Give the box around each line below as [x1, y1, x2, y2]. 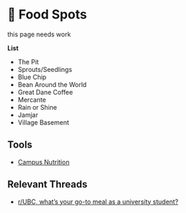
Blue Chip [17, 73, 47, 81]
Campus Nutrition [17, 157, 70, 166]
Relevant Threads [7, 178, 88, 191]
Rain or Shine [17, 103, 57, 111]
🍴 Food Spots [7, 6, 88, 23]
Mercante [17, 95, 46, 104]
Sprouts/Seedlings [17, 65, 73, 73]
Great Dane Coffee [17, 88, 73, 96]
